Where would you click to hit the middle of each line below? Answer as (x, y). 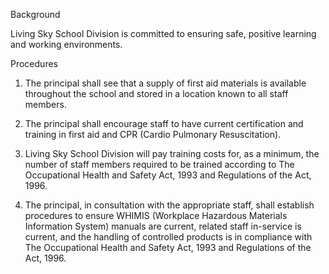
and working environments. (66, 44)
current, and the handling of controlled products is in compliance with (168, 237)
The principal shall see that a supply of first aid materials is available (165, 83)
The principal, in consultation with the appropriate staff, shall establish (169, 205)
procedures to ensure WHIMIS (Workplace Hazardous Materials (156, 215)
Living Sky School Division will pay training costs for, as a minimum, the (172, 153)
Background (35, 14)
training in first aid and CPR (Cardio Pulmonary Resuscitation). (153, 134)
